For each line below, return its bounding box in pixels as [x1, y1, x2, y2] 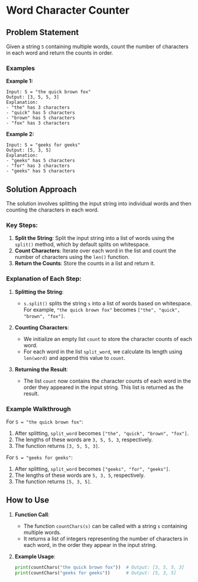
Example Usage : [14, 553, 56, 560]
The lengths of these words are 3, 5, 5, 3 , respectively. [14, 436, 153, 443]
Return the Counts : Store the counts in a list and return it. [14, 260, 155, 267]
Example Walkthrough [6, 404, 71, 413]
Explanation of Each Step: [6, 274, 82, 283]
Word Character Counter [6, 4, 130, 17]
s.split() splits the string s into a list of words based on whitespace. [23, 299, 192, 306]
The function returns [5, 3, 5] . [14, 478, 92, 485]
